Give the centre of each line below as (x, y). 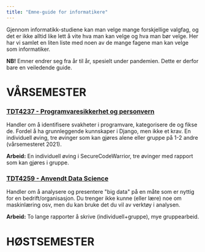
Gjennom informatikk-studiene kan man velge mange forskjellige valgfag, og (102, 29)
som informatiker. (28, 49)
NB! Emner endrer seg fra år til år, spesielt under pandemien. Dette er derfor (102, 61)
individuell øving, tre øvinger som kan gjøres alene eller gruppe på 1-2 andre (102, 138)
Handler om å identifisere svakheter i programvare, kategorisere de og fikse (102, 125)
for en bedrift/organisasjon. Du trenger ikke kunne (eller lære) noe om (94, 198)
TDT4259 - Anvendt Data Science (58, 178)
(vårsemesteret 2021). (34, 144)
